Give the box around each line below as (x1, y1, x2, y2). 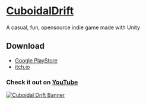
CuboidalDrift (6, 4, 74, 18)
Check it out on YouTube (6, 78, 78, 86)
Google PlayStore (14, 56, 58, 64)
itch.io (14, 63, 30, 70)
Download (6, 41, 45, 51)
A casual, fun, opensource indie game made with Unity (6, 24, 141, 31)
